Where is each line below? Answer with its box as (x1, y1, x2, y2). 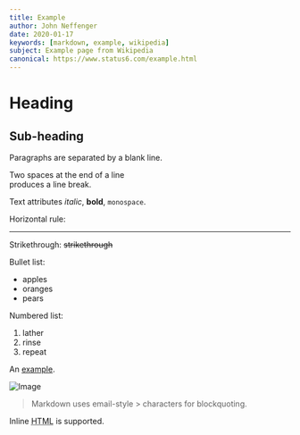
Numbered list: (9, 310, 64, 321)
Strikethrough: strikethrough (9, 239, 113, 250)
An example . (9, 364, 55, 374)
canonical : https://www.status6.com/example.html (9, 54, 198, 63)
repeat (21, 347, 47, 357)
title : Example (9, 13, 66, 22)
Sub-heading (9, 129, 85, 144)
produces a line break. (9, 180, 92, 189)
